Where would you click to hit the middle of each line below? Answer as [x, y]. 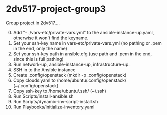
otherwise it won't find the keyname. [51, 38]
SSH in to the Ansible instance [44, 70]
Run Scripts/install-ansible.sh [43, 96]
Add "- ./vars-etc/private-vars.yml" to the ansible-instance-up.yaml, [83, 32]
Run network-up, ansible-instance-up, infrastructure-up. [71, 64]
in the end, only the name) [40, 48]
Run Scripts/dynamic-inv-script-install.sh [55, 101]
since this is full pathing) [38, 59]
